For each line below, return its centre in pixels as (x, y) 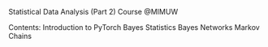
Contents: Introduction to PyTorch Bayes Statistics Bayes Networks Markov (134, 27)
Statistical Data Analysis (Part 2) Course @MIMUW (93, 12)
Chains (20, 36)
